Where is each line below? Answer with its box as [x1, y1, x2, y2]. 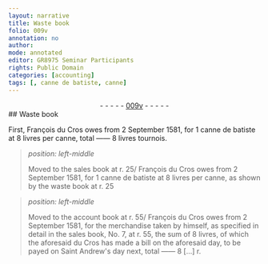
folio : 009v [8, 26, 48, 34]
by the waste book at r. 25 [27, 181, 114, 190]
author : [8, 42, 34, 50]
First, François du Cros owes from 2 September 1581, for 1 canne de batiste [8, 125, 256, 134]
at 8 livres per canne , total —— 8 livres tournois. [8, 133, 168, 142]
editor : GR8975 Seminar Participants [8, 57, 134, 65]
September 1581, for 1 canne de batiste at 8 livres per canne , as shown [27, 173, 261, 182]
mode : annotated [8, 49, 62, 57]
